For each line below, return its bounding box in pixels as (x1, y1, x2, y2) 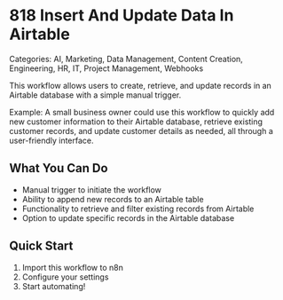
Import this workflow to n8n (21, 262, 124, 272)
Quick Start (9, 239, 74, 254)
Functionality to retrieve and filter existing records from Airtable (21, 203, 255, 214)
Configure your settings (21, 272, 109, 282)
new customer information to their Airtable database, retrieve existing (9, 116, 263, 127)
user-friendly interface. (9, 135, 95, 146)
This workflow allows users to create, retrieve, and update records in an (9, 80, 272, 91)
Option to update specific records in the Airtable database (21, 212, 235, 223)
